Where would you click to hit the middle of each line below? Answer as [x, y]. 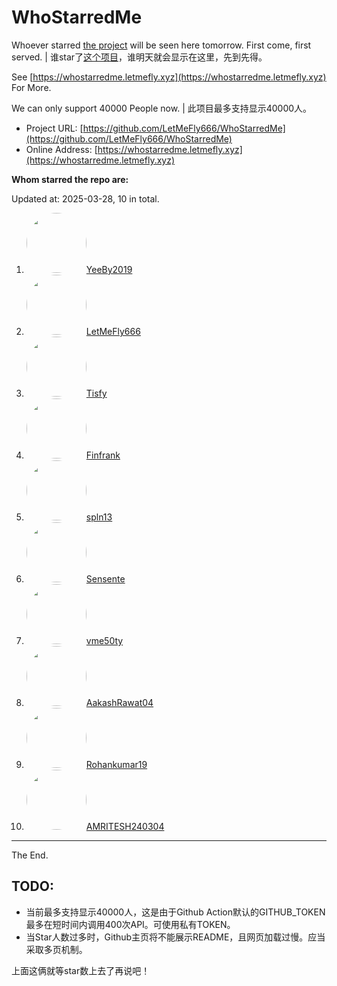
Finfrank [103, 455]
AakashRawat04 [119, 702]
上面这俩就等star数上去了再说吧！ [81, 970]
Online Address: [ [61, 149]
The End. [30, 855]
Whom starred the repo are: [70, 179]
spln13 [99, 517]
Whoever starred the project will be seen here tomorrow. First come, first [161, 45]
